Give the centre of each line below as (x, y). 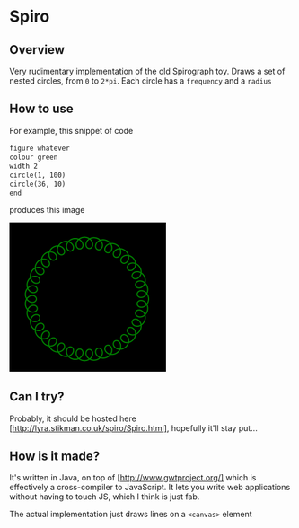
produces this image (47, 209)
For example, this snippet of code (71, 130)
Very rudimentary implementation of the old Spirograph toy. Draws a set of (147, 71)
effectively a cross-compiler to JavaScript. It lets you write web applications (150, 488)
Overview (37, 50)
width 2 (24, 166)
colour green (34, 157)
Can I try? (37, 397)
